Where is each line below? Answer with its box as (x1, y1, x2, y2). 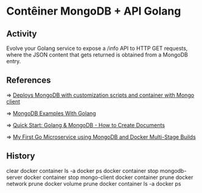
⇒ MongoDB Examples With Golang (6, 110, 96, 117)
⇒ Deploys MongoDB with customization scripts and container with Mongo (6, 91, 195, 99)
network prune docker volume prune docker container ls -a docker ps (6, 180, 181, 187)
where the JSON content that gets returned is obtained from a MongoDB (6, 51, 189, 58)
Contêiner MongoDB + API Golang (6, 4, 181, 18)
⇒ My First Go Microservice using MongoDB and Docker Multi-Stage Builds (6, 133, 196, 141)
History (6, 151, 35, 161)
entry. (6, 58, 21, 65)
